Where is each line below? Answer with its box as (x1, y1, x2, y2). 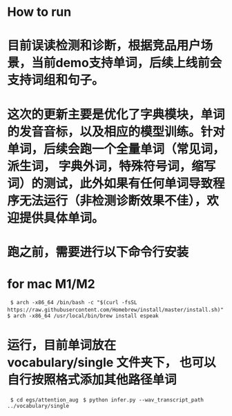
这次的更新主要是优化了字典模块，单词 (7, 106, 226, 122)
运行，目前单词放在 (7, 337, 117, 353)
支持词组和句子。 (7, 72, 105, 88)
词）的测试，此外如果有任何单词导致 (7, 175, 213, 191)
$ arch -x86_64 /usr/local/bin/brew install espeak (7, 312, 159, 319)
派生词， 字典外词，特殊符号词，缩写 (7, 158, 216, 174)
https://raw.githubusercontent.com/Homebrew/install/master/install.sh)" (7, 306, 224, 313)
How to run (7, 4, 72, 20)
